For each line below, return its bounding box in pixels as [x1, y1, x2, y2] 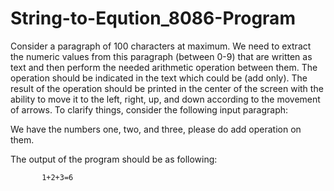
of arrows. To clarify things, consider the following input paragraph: [10, 103, 289, 116]
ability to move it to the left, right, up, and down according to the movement [10, 93, 321, 105]
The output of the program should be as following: [10, 153, 218, 165]
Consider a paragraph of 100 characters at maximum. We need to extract [10, 40, 312, 52]
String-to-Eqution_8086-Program [10, 7, 296, 30]
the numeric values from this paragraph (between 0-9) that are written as [10, 50, 313, 62]
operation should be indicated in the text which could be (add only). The [10, 72, 308, 84]
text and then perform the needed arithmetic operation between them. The [10, 61, 318, 73]
